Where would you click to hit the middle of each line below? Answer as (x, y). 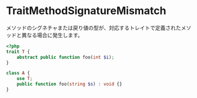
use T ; (25, 79)
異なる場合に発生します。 (52, 35)
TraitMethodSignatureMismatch (86, 11)
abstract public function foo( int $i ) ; (66, 57)
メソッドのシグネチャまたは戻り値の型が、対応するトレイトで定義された (94, 28)
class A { (18, 73)
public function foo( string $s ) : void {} (69, 84)
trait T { (18, 52)
